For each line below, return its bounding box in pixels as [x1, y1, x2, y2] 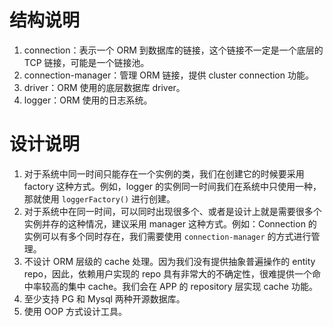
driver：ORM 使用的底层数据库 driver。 [23, 81, 186, 93]
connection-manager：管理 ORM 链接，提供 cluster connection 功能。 [23, 69, 314, 81]
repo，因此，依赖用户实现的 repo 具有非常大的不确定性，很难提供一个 [23, 267, 313, 280]
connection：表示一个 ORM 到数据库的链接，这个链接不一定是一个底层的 [23, 44, 324, 56]
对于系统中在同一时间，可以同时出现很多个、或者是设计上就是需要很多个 [23, 205, 322, 217]
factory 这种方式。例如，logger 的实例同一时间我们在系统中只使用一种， [23, 180, 322, 192]
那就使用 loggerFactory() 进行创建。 [23, 192, 176, 205]
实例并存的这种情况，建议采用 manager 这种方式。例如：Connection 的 [23, 217, 317, 230]
